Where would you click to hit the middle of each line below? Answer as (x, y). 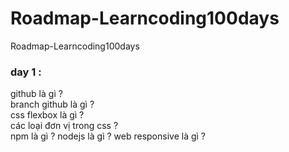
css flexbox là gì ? (47, 115)
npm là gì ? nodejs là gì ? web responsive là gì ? (108, 136)
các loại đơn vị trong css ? (64, 126)
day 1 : (26, 72)
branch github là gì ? (52, 104)
